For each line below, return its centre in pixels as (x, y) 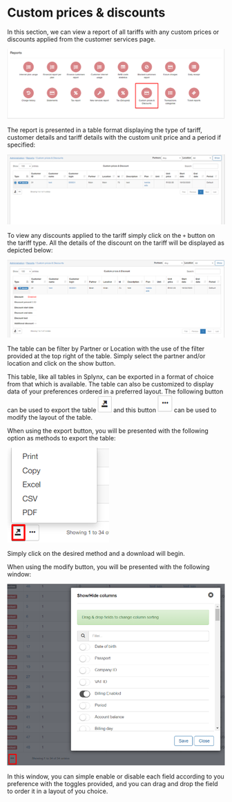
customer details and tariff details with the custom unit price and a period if (114, 137)
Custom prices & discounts (86, 13)
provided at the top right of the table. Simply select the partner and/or (106, 356)
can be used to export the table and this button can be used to (112, 410)
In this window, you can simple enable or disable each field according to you (116, 776)
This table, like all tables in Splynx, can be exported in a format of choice (110, 377)
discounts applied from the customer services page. (81, 39)
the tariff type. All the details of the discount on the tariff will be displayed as (116, 243)
